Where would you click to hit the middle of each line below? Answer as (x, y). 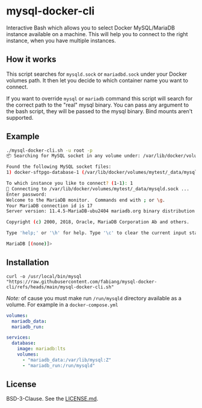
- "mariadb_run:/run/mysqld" (59, 365)
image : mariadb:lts (41, 349)
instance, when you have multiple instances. (61, 40)
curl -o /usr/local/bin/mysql (44, 276)
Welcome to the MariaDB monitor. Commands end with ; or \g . (86, 200)
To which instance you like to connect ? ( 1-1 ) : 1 (70, 184)
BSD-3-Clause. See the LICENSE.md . (52, 399)
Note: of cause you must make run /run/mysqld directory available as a (94, 298)
